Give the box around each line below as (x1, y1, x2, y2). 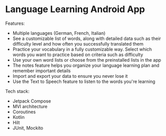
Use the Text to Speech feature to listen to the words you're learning (12, 78, 155, 84)
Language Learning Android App (5, 4, 145, 15)
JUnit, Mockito (12, 125, 44, 131)
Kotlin (12, 114, 25, 120)
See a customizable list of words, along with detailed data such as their (12, 35, 161, 41)
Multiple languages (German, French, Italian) (12, 30, 106, 36)
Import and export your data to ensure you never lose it (12, 73, 128, 79)
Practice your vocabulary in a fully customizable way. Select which (12, 46, 152, 52)
